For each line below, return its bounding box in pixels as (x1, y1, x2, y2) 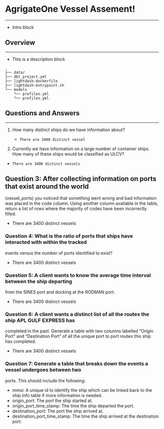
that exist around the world (5, 182, 89, 190)
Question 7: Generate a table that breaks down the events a (5, 360, 148, 367)
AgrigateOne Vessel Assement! (5, 3, 136, 15)
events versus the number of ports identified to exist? (5, 250, 113, 256)
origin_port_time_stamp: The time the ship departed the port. (12, 402, 135, 408)
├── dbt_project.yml (5, 74, 47, 79)
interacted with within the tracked (5, 239, 87, 246)
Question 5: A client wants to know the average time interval (5, 271, 151, 278)
